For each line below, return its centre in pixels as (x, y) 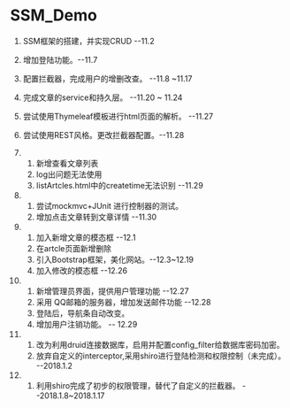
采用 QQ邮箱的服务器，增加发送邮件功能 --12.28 (123, 302)
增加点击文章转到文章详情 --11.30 (96, 217)
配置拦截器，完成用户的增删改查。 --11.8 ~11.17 (107, 78)
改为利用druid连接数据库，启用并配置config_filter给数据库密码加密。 (160, 344)
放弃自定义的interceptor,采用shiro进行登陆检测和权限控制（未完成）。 (161, 356)
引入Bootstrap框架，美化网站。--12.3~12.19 (114, 259)
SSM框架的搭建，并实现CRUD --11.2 (88, 41)
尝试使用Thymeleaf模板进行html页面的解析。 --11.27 (118, 116)
